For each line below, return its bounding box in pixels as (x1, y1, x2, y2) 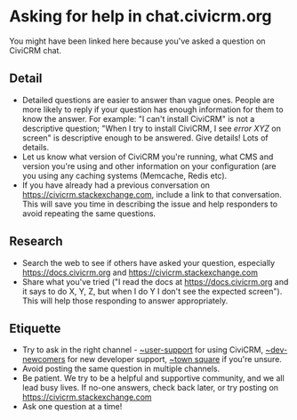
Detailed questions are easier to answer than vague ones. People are (21, 94, 275, 105)
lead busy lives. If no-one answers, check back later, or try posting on (21, 383, 278, 393)
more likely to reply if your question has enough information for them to (21, 104, 284, 115)
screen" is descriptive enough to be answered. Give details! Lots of (21, 132, 269, 143)
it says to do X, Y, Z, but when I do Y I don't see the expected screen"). (21, 286, 283, 296)
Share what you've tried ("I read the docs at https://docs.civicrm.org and (21, 276, 289, 287)
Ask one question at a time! (21, 401, 123, 412)
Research (9, 234, 64, 249)
